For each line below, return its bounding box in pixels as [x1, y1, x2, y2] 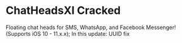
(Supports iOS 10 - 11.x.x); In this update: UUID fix [5, 30, 130, 37]
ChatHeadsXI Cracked [5, 4, 121, 18]
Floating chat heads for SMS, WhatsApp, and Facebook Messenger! [5, 24, 176, 31]
